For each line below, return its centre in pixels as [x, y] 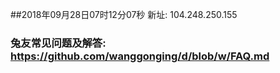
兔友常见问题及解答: [58, 43]
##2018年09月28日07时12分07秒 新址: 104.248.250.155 [124, 14]
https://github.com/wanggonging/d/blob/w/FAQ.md [140, 56]
